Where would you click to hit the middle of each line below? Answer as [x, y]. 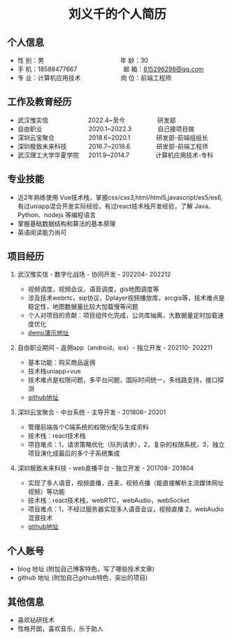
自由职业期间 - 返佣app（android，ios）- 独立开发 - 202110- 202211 [115, 348]
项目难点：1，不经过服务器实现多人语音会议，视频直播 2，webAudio [126, 509]
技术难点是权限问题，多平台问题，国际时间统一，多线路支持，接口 [123, 380]
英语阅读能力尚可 [42, 232]
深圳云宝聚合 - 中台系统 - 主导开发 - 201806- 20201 [92, 412]
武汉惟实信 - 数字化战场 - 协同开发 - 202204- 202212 [94, 274]
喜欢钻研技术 [36, 620]
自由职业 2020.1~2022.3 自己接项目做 [106, 128]
